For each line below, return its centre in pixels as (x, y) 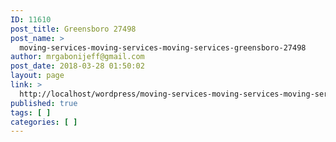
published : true (44, 103)
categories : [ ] (44, 122)
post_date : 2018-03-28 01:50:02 (77, 66)
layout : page (37, 76)
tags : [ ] (31, 112)
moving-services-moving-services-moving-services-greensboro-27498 (163, 47)
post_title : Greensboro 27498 (73, 29)
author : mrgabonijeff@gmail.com (77, 57)
